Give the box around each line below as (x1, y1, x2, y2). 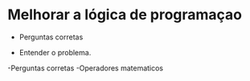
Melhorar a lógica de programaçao (7, 6, 243, 24)
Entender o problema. (18, 47, 92, 57)
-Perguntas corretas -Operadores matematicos (7, 63, 164, 73)
